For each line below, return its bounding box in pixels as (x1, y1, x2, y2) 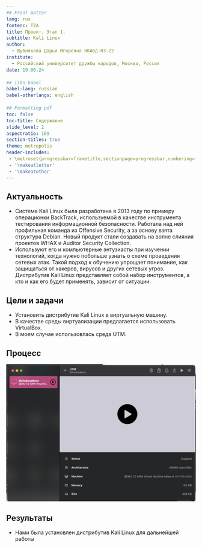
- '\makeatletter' (8, 162, 55, 168)
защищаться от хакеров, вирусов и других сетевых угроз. (14, 265, 165, 272)
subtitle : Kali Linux (6, 35, 61, 42)
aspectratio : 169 (6, 130, 50, 137)
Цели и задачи (6, 295, 64, 305)
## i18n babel (6, 79, 42, 86)
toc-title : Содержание (6, 117, 63, 123)
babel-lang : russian (6, 86, 58, 92)
